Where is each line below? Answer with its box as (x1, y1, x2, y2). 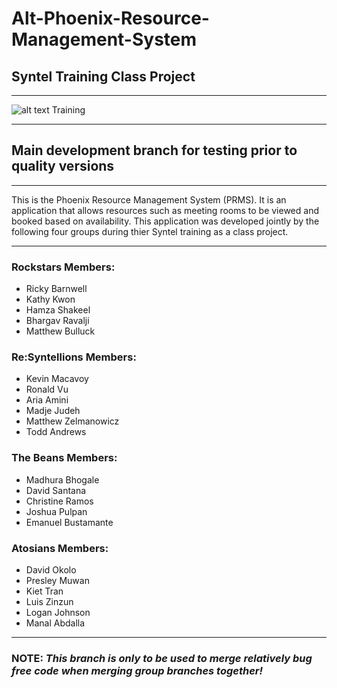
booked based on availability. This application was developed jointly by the (11, 215, 320, 227)
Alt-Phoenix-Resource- (11, 7, 210, 30)
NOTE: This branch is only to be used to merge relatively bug (11, 651, 313, 665)
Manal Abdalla (25, 617, 86, 629)
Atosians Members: (11, 541, 109, 555)
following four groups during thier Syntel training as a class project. (11, 225, 289, 237)
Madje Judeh (25, 405, 81, 417)
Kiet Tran (25, 585, 64, 597)
